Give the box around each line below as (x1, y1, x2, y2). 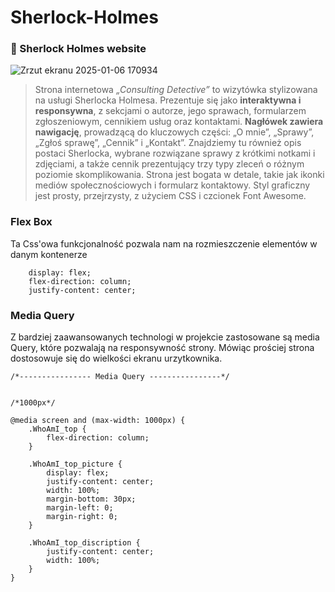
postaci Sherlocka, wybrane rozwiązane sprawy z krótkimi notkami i (34, 147, 316, 160)
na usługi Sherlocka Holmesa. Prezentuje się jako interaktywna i (34, 94, 302, 106)
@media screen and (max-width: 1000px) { (10, 416, 186, 426)
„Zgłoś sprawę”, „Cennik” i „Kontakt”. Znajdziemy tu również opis (34, 137, 302, 149)
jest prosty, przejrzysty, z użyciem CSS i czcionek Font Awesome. (34, 190, 307, 202)
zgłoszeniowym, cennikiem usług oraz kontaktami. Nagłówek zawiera (34, 116, 324, 128)
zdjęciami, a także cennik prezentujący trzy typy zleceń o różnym (34, 158, 305, 170)
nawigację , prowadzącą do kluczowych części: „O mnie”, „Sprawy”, (34, 126, 315, 138)
